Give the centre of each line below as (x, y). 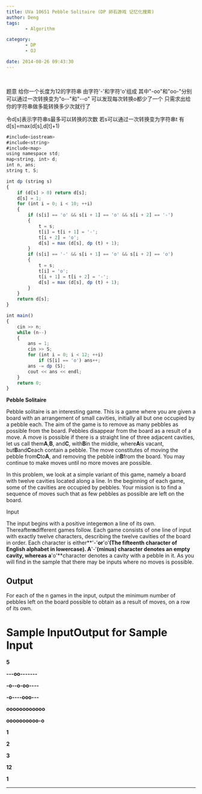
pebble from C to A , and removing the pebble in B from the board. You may (96, 456)
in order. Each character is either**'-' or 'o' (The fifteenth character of (92, 543)
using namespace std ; (33, 154)
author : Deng (23, 17)
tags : (13, 23)
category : (19, 40)
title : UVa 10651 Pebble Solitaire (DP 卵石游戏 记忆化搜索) (80, 12)
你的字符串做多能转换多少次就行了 (48, 106)
